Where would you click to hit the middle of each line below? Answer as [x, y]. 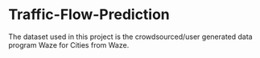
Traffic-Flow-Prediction [89, 15]
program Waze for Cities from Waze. [69, 44]
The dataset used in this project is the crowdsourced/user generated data [130, 37]
